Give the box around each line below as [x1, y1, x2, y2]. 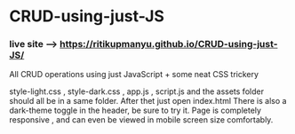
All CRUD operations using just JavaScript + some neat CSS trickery [9, 69, 259, 80]
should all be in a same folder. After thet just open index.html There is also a [9, 96, 287, 106]
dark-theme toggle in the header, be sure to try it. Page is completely [9, 105, 262, 116]
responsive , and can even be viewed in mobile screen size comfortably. [9, 114, 274, 125]
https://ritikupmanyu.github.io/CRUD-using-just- [59, 38, 278, 51]
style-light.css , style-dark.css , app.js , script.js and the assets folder [9, 86, 265, 97]
